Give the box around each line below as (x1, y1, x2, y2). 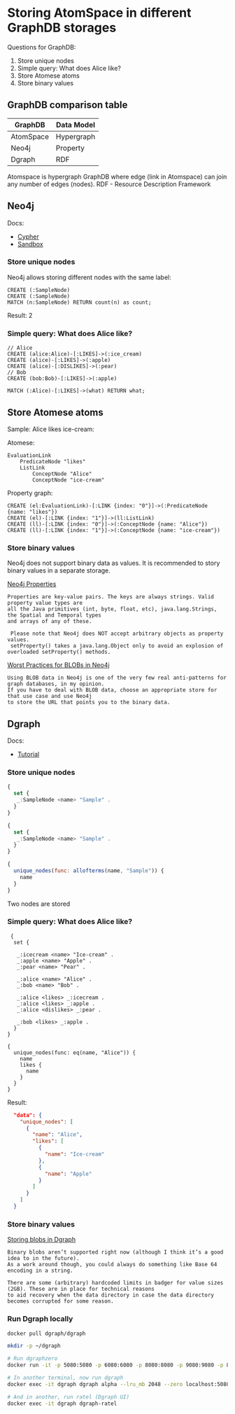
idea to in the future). (7, 1255, 80, 1262)
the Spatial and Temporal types (7, 612, 101, 619)
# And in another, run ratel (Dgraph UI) (7, 1393, 130, 1401)
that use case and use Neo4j (7, 693, 92, 700)
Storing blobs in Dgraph (7, 1235, 76, 1244)
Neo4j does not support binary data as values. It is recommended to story (7, 559, 220, 568)
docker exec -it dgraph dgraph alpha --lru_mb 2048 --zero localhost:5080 (7, 1380, 230, 1387)
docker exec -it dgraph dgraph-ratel (7, 1400, 117, 1407)
